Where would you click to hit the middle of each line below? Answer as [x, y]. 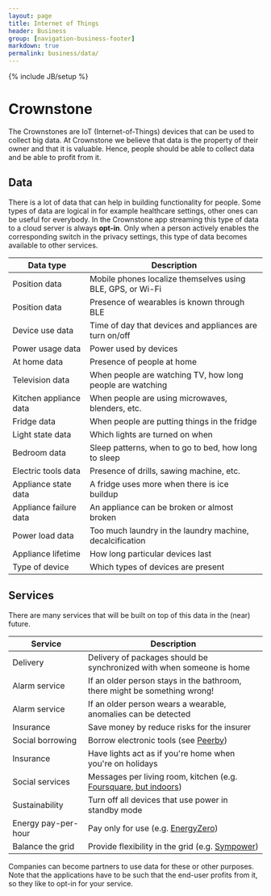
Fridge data [34, 421]
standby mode [115, 809]
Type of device [41, 567]
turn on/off [110, 335]
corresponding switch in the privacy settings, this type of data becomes [128, 236]
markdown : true [34, 46]
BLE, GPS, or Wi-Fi [126, 289]
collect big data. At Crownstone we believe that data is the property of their [133, 140]
